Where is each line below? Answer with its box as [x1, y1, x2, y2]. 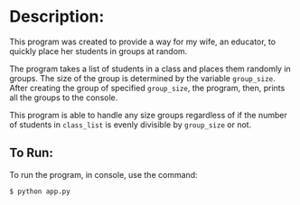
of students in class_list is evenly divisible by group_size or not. [9, 119, 252, 130]
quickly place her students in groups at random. [9, 45, 188, 56]
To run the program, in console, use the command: [9, 169, 198, 180]
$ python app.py [9, 187, 70, 196]
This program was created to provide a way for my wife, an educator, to [9, 36, 277, 47]
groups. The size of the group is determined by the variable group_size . [9, 72, 276, 83]
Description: [9, 6, 105, 27]
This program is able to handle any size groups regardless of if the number [9, 109, 287, 120]
